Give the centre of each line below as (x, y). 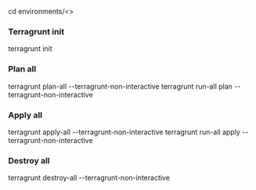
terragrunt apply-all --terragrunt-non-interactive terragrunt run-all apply (124, 132)
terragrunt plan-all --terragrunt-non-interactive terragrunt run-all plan (121, 86)
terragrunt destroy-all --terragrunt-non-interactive (89, 178)
